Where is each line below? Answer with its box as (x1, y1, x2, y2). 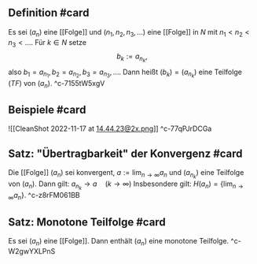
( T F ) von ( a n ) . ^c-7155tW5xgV (8, 78, 105, 90)
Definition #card (8, 6, 90, 20)
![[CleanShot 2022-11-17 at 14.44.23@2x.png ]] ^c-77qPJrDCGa (8, 124, 212, 133)
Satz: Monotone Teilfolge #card (8, 215, 167, 229)
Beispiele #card (8, 102, 86, 117)
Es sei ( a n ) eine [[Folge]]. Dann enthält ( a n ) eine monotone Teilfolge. (8, 236, 229, 247)
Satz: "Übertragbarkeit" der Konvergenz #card (8, 147, 243, 160)
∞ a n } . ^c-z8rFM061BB (8, 191, 80, 202)
